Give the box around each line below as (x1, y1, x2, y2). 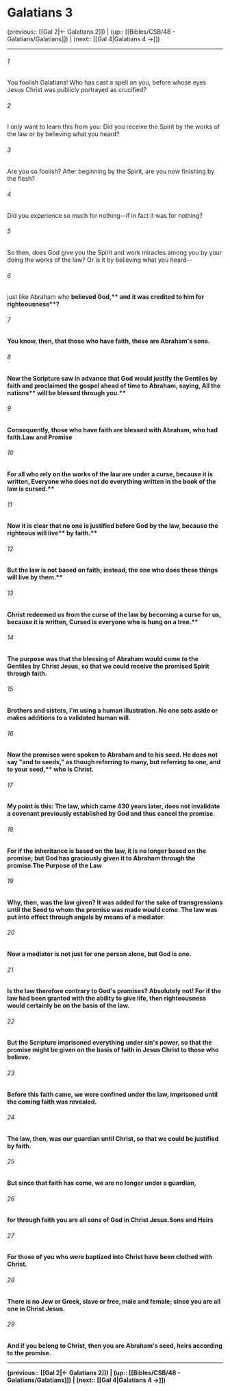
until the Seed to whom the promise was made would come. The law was (7, 905, 218, 913)
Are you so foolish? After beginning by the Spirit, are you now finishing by (7, 167, 215, 175)
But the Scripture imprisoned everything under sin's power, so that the (7, 1038, 212, 1047)
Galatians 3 (7, 5, 73, 21)
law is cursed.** (7, 485, 55, 493)
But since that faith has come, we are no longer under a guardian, (7, 1179, 196, 1187)
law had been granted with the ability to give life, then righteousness (7, 994, 207, 1003)
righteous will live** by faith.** (7, 529, 98, 537)
